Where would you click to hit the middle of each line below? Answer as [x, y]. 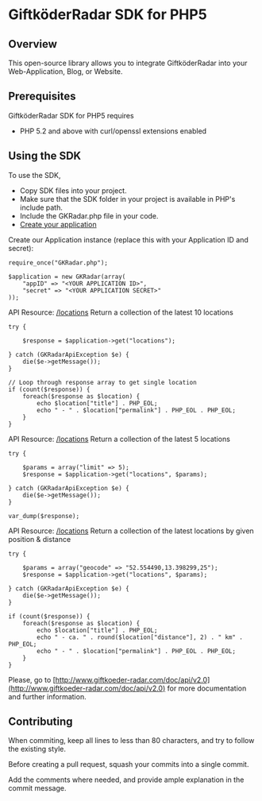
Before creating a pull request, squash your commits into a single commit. [129, 764]
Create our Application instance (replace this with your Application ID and [128, 239]
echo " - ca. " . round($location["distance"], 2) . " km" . [140, 637]
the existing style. [37, 749]
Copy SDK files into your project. [73, 190]
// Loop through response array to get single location [102, 382]
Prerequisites [42, 97]
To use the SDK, [35, 175]
